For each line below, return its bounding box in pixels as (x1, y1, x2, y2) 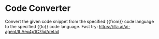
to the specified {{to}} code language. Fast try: (5, 23, 98, 29)
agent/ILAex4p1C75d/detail (5, 29, 59, 34)
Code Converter (5, 3, 71, 14)
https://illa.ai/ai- (99, 23, 130, 29)
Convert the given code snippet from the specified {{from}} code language (5, 19, 154, 24)
